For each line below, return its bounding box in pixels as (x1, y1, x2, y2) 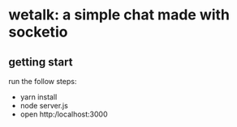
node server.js (19, 101, 69, 110)
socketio (8, 23, 68, 41)
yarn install (19, 92, 58, 102)
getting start (8, 55, 73, 69)
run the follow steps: (8, 77, 77, 86)
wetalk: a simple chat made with (8, 6, 230, 24)
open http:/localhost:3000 (19, 109, 108, 119)
